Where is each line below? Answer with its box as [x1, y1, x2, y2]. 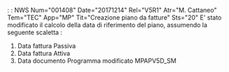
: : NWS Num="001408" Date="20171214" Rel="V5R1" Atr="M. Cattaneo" [7, 6, 217, 14]
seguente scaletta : [7, 28, 63, 36]
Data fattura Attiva [17, 49, 71, 57]
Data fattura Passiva [17, 42, 76, 50]
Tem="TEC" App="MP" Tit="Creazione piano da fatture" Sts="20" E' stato [7, 13, 222, 22]
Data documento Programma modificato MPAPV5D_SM [17, 57, 176, 65]
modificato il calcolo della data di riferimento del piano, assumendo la [7, 21, 208, 29]
